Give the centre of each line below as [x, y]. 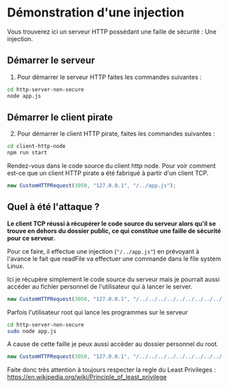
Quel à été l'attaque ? [53, 207]
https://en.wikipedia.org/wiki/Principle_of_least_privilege [87, 377]
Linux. [16, 266]
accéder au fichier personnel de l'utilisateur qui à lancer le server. [100, 287]
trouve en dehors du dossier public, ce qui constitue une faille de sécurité [114, 230]
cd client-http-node [37, 146]
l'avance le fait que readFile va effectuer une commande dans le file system [114, 258]
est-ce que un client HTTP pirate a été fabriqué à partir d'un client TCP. [108, 173]
